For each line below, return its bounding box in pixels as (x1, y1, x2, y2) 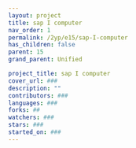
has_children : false (8, 41, 76, 49)
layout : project (8, 11, 61, 20)
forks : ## (8, 106, 41, 114)
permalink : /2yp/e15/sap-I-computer (8, 33, 128, 42)
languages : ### (8, 99, 58, 107)
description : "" (8, 84, 61, 92)
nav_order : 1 (8, 26, 51, 34)
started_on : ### (8, 128, 61, 136)
